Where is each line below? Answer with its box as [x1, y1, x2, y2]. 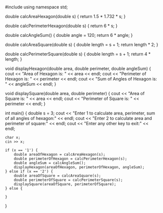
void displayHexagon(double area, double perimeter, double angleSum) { [5, 66, 151, 71]
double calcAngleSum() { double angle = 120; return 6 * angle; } [5, 33, 133, 38]
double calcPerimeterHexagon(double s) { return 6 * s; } [5, 23, 118, 29]
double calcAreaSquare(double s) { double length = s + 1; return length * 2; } [5, 42, 159, 48]
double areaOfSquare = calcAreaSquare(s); [14, 173, 101, 178]
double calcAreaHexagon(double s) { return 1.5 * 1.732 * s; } [5, 14, 126, 19]
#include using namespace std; [5, 4, 68, 10]
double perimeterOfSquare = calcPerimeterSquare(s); [14, 178, 123, 182]
